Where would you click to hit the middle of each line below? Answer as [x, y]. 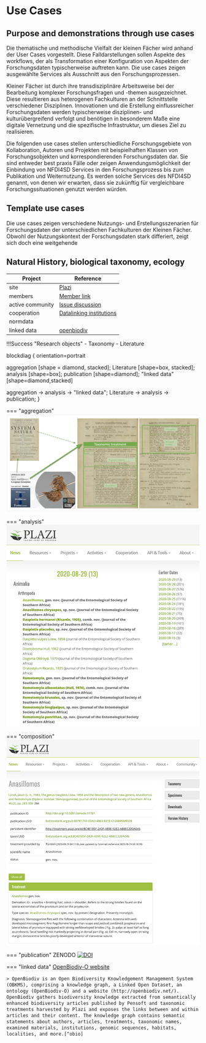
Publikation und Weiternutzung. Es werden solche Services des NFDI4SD [99, 176]
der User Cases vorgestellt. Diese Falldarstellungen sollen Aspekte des [96, 55]
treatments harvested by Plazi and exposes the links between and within [103, 1010]
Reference [88, 279]
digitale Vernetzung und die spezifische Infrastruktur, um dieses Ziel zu [96, 125]
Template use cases [45, 208]
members [21, 296]
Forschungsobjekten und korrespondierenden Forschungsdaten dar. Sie [97, 156]
